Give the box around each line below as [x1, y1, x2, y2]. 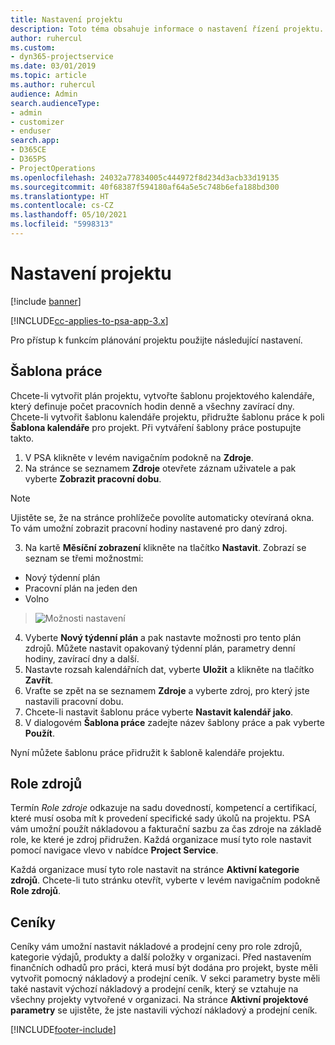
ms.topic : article [10, 71, 87, 81]
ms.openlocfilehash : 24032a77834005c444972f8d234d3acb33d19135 [10, 172, 280, 183]
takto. [10, 432, 35, 444]
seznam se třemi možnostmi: [24, 552, 144, 564]
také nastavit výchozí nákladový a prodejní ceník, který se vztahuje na [10, 983, 299, 995]
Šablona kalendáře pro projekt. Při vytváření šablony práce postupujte [10, 421, 302, 433]
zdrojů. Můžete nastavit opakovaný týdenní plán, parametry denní [24, 642, 296, 654]
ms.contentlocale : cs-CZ [10, 201, 114, 211]
